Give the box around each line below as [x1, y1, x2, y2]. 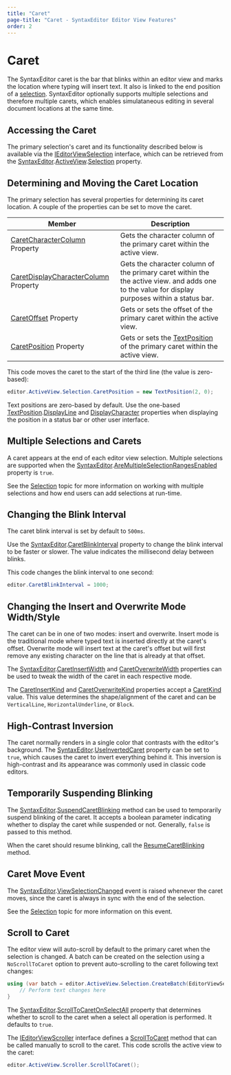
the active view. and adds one [120, 276, 217, 285]
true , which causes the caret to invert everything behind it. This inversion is [7, 752, 221, 761]
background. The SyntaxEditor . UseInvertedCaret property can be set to [7, 746, 210, 754]
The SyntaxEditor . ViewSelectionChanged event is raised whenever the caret [7, 887, 223, 895]
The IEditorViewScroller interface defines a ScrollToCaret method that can [7, 1034, 217, 1042]
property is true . [7, 468, 54, 477]
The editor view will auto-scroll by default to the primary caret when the [7, 945, 211, 953]
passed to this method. [7, 827, 72, 836]
